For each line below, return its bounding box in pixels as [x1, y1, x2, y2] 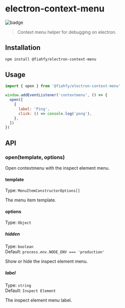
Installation [5, 43, 41, 52]
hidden [5, 231, 20, 237]
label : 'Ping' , [18, 106, 50, 111]
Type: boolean [5, 243, 34, 249]
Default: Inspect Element [5, 288, 56, 294]
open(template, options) [5, 154, 65, 161]
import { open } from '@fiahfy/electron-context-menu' [5, 84, 121, 89]
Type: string [5, 282, 31, 289]
